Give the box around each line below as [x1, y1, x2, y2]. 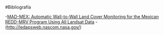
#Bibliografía [5, 4, 31, 10]
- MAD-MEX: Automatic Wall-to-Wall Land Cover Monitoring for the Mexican [5, 14, 159, 19]
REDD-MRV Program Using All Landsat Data [5, 19, 95, 25]
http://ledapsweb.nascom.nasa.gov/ [6, 24, 80, 30]
